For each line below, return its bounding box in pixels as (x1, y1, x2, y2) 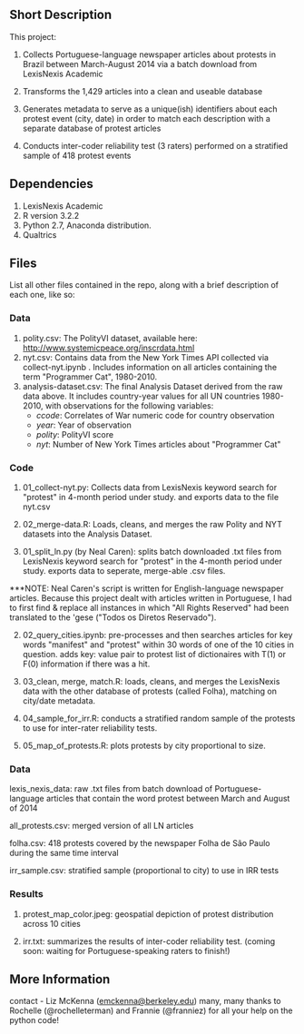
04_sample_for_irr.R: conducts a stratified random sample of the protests (22, 713, 296, 724)
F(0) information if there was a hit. (22, 658, 151, 670)
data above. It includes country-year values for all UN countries (22, 390, 260, 401)
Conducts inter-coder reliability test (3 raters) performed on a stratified (22, 140, 289, 151)
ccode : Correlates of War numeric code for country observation (35, 409, 275, 420)
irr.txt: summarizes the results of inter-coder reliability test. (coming (22, 935, 276, 947)
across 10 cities (22, 918, 82, 929)
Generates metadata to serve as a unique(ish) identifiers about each (22, 103, 279, 114)
